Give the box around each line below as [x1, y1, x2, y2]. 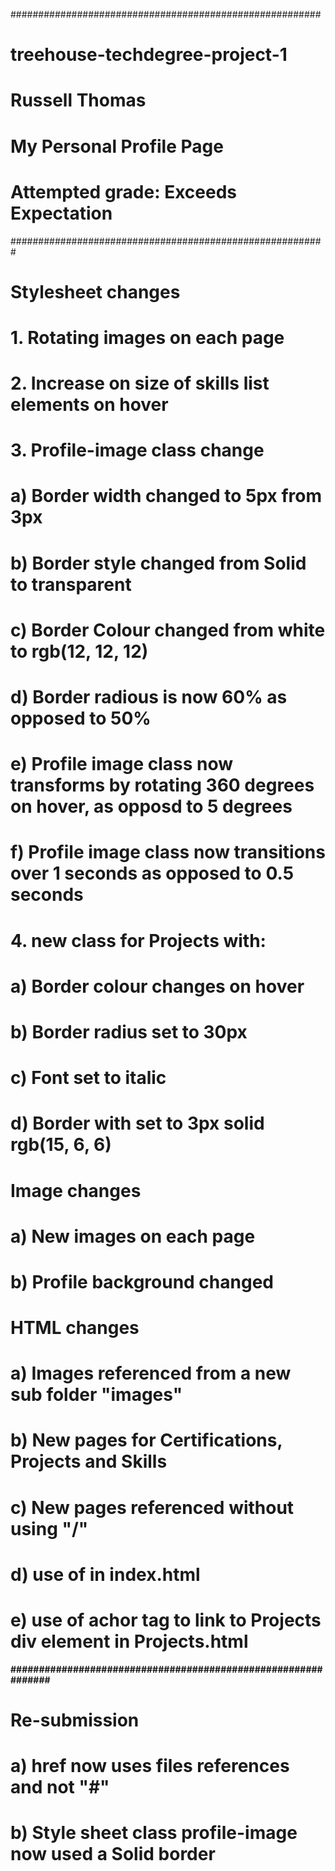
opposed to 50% [10, 707, 152, 729]
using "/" [10, 1517, 89, 1540]
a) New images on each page [10, 1225, 256, 1248]
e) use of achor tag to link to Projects [10, 1609, 322, 1631]
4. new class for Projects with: [10, 929, 267, 952]
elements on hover [10, 394, 169, 416]
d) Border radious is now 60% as [10, 686, 288, 708]
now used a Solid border [10, 1843, 216, 1866]
